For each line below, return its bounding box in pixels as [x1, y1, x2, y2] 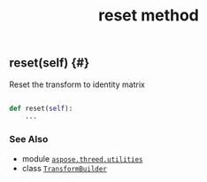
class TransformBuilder [21, 162, 108, 173]
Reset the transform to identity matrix [9, 79, 146, 90]
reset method [98, 5, 199, 26]
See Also [9, 133, 49, 146]
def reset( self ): [9, 104, 73, 113]
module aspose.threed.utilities [21, 153, 143, 164]
